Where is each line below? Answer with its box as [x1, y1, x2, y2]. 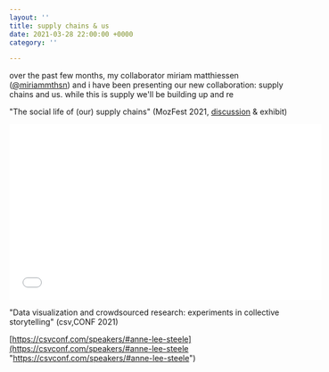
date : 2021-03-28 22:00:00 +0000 [9, 29, 134, 38]
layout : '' [9, 12, 50, 22]
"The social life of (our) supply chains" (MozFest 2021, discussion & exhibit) [9, 106, 288, 117]
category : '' [9, 37, 58, 47]
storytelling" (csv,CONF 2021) [9, 317, 119, 327]
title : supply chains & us [9, 21, 110, 30]
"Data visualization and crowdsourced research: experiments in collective [9, 307, 280, 318]
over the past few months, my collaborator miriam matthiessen [9, 70, 239, 81]
